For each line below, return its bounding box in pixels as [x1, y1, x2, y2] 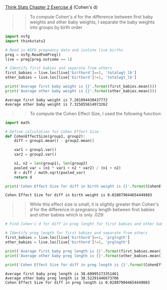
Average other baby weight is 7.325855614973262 [5, 102, 108, 107]
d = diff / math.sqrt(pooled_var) [14, 170, 85, 175]
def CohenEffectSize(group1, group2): [5, 134, 85, 139]
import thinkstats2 [5, 38, 46, 44]
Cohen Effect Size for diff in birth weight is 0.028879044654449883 [5, 193, 153, 198]
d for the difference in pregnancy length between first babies [29, 207, 155, 213]
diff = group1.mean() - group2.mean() [14, 139, 94, 144]
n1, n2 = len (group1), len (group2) [14, 161, 88, 166]
